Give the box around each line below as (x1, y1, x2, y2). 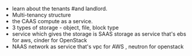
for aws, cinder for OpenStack (11, 37, 88, 43)
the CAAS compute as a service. (11, 18, 93, 24)
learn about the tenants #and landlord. (11, 5, 107, 12)
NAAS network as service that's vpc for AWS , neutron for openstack (11, 43, 184, 50)
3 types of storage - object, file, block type (11, 24, 119, 31)
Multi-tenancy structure (11, 11, 71, 18)
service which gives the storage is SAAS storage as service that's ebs (11, 30, 187, 38)
